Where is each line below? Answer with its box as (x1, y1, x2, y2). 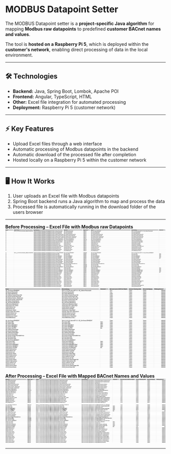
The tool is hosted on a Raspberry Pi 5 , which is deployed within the (5, 41, 149, 47)
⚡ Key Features (5, 125, 54, 133)
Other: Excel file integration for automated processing (12, 99, 126, 105)
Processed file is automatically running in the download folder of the (12, 204, 156, 210)
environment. (5, 52, 33, 58)
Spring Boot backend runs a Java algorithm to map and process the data (12, 198, 165, 205)
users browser (12, 209, 43, 215)
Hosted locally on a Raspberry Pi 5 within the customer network (12, 157, 147, 163)
